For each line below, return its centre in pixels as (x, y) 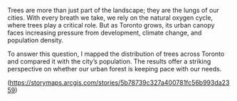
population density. (36, 40)
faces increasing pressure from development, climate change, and (105, 32)
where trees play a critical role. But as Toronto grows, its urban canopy (111, 25)
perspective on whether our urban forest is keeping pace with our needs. (115, 69)
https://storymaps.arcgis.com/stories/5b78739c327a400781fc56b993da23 (120, 83)
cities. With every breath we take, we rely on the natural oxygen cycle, (110, 18)
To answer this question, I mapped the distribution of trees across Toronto (116, 54)
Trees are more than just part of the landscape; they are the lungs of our (113, 10)
